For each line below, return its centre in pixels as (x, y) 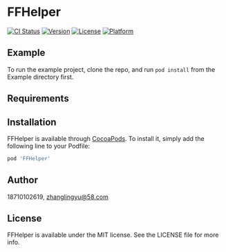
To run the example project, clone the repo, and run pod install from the (111, 69)
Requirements (38, 98)
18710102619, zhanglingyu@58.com (58, 197)
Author (22, 180)
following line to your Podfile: (49, 146)
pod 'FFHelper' (29, 158)
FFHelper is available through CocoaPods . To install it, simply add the (106, 138)
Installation (32, 122)
